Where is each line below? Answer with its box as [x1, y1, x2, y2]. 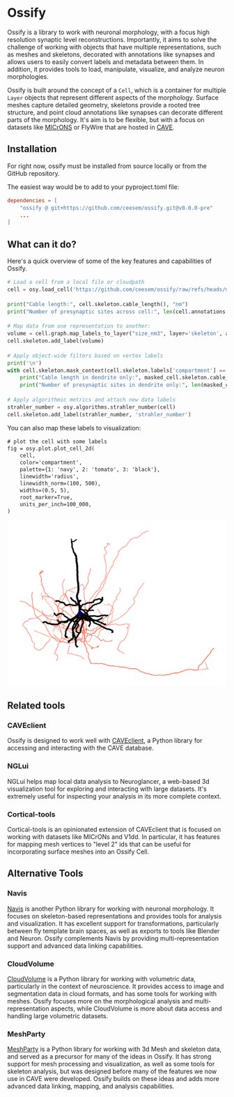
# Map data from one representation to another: [7, 323, 151, 330]
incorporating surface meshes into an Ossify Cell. [7, 847, 150, 856]
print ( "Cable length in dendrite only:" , [19, 375, 141, 381]
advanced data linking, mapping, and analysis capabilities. [7, 1082, 175, 1091]
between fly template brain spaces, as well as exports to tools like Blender [7, 926, 220, 935]
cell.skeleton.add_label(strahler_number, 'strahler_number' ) [7, 411, 192, 418]
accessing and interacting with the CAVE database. [7, 744, 155, 752]
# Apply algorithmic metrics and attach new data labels [7, 396, 176, 404]
